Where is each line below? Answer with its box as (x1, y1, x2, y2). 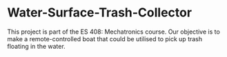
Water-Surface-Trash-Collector (7, 5, 192, 21)
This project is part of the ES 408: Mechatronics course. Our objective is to (7, 27, 221, 36)
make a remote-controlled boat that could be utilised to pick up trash (7, 34, 203, 43)
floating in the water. (7, 42, 66, 50)
